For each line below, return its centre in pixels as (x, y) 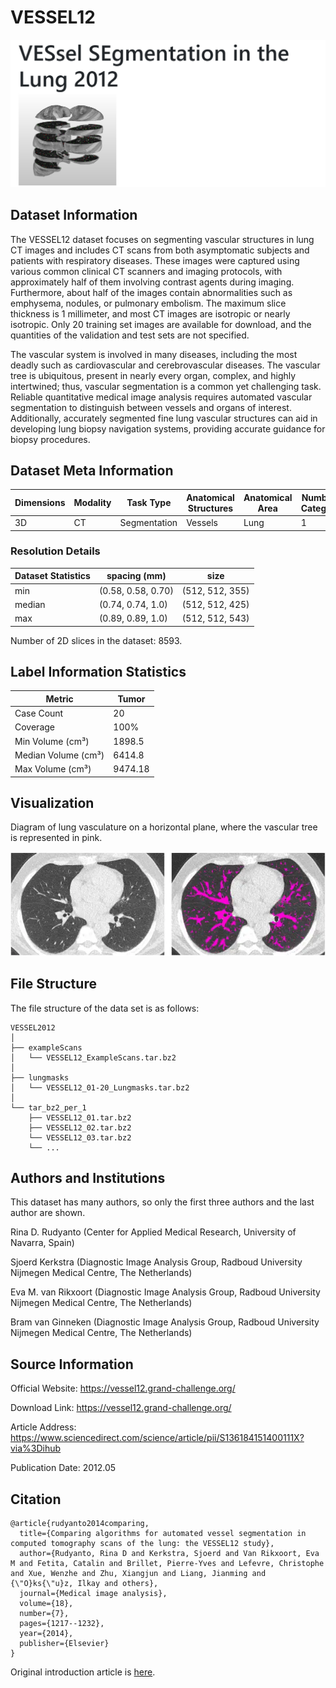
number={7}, (44, 1614)
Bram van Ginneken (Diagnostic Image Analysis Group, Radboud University (165, 1322)
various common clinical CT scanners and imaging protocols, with (146, 271)
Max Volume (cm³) (53, 769)
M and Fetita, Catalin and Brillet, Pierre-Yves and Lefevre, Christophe (167, 1564)
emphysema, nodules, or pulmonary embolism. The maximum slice (148, 303)
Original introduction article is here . (83, 1672)
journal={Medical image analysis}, (93, 1594)
